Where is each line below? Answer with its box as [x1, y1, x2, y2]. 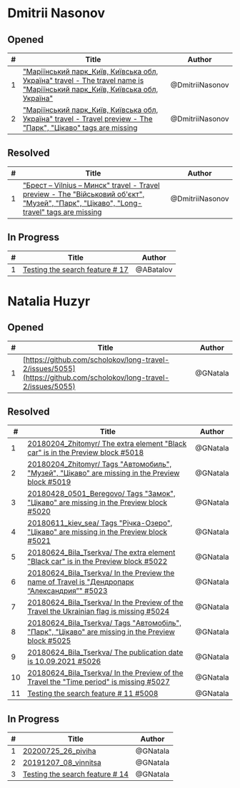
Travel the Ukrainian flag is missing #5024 [27, 607, 170, 617]
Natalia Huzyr [7, 293, 91, 309]
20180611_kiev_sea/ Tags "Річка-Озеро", [27, 518, 173, 528]
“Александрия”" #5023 [27, 586, 108, 596]
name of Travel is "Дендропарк [27, 577, 134, 587]
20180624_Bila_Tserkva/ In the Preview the [27, 568, 175, 578]
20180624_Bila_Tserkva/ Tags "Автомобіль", [27, 618, 182, 628]
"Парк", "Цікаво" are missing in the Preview [27, 627, 175, 637]
